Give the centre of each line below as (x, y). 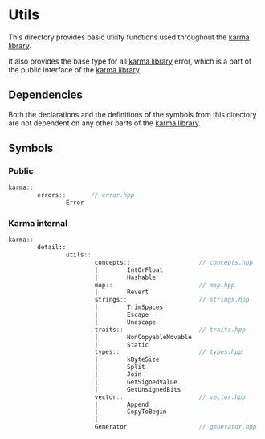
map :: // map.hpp (165, 285)
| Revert (122, 292)
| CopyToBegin (130, 412)
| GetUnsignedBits (138, 389)
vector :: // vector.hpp (170, 397)
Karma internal (38, 223)
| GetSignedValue (136, 382)
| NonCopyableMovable (143, 337)
